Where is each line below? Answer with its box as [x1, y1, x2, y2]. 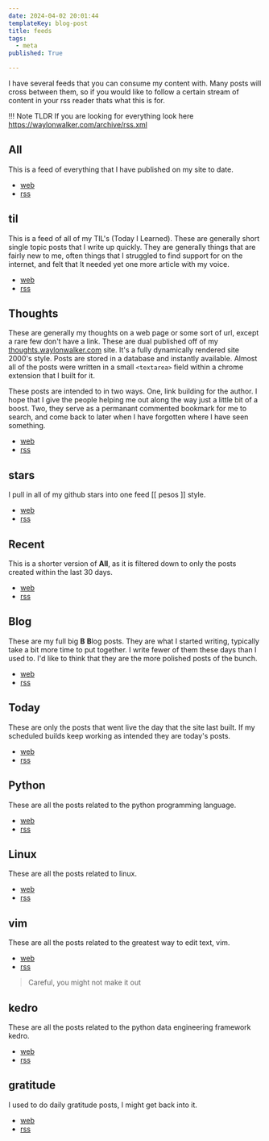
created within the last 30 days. [8, 568, 113, 577]
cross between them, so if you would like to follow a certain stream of [8, 87, 239, 97]
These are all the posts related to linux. [8, 868, 137, 879]
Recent [8, 537, 45, 551]
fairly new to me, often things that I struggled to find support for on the [8, 251, 243, 260]
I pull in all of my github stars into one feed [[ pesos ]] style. [8, 489, 206, 500]
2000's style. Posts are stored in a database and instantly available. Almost [8, 354, 258, 364]
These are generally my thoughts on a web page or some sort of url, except [8, 328, 259, 338]
